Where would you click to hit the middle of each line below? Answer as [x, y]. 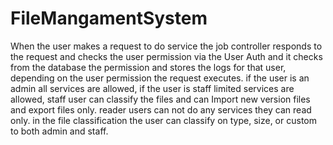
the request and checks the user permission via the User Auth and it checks [166, 56]
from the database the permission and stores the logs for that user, [148, 67]
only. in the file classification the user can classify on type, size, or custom [163, 120]
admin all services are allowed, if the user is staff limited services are [152, 88]
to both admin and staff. [59, 131]
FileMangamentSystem [109, 18]
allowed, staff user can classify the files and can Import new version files [160, 99]
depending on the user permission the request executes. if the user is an [160, 78]
